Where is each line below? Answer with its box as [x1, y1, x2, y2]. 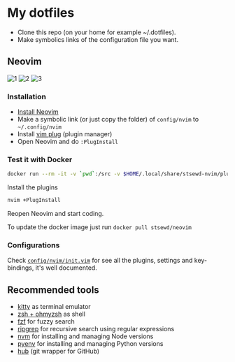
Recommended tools [7, 284, 99, 296]
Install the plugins [7, 183, 58, 191]
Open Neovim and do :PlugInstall [17, 138, 119, 146]
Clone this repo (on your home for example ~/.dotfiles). [17, 28, 176, 36]
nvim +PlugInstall [7, 197, 61, 204]
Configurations [7, 240, 60, 250]
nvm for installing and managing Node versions [17, 332, 154, 340]
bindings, [7, 263, 34, 272]
